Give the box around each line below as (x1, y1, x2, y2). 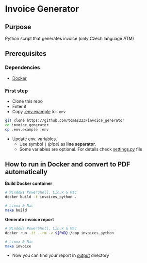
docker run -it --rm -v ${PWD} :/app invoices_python (5, 230, 114, 235)
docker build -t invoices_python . (5, 195, 77, 199)
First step (5, 87, 28, 94)
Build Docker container (5, 181, 52, 186)
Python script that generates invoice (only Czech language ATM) (5, 35, 134, 41)
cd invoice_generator (5, 122, 49, 127)
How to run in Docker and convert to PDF (5, 160, 131, 168)
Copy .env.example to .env (12, 108, 66, 115)
